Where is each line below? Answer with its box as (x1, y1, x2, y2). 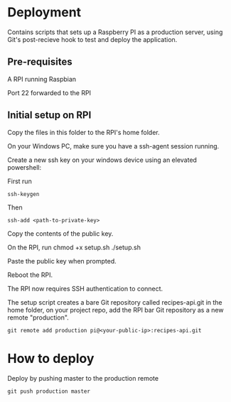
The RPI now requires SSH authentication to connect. (7, 284, 163, 293)
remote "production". (7, 313, 69, 322)
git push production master (7, 388, 91, 395)
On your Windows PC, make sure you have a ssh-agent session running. (7, 141, 220, 150)
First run (7, 177, 32, 185)
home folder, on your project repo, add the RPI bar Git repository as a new (7, 305, 224, 314)
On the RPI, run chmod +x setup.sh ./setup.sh (7, 243, 141, 251)
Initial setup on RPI (7, 109, 92, 121)
